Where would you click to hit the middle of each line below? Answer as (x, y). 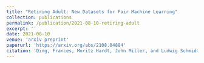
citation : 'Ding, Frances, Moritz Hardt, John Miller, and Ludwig (92, 51)
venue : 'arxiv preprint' (38, 40)
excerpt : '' (21, 28)
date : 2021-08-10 (28, 34)
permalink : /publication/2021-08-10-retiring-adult (73, 23)
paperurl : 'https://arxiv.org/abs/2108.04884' (66, 46)
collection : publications (39, 17)
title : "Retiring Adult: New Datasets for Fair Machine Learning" (92, 12)
